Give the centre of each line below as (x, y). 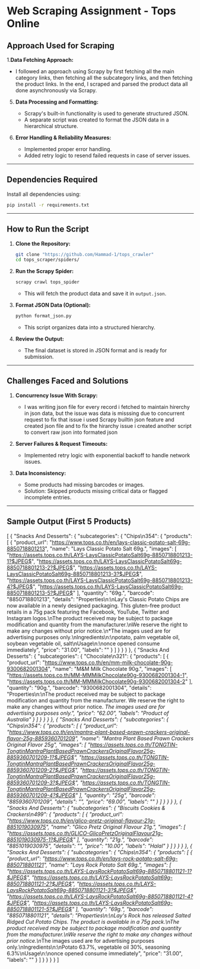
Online (23, 24)
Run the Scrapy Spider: (44, 271)
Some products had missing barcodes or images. (84, 484)
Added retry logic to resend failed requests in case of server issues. (107, 155)
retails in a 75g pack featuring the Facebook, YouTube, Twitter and (88, 612)
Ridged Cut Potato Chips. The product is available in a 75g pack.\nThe (93, 921)
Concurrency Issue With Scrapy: (56, 395)
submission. (39, 357)
